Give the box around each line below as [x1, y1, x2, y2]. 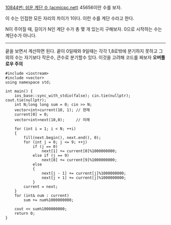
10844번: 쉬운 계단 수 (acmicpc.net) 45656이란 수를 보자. [5, 5, 122, 10]
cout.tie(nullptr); [5, 98, 47, 103]
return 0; [14, 211, 36, 216]
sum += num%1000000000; [23, 198, 74, 203]
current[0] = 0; [14, 112, 49, 117]
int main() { [5, 89, 33, 94]
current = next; [23, 184, 58, 189]
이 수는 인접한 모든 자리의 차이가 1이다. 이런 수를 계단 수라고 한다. [5, 15, 134, 21]
